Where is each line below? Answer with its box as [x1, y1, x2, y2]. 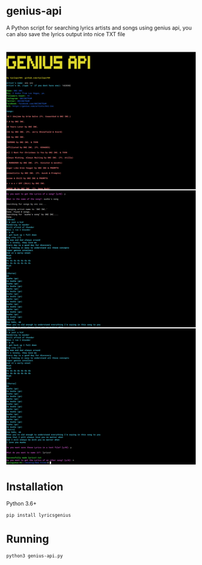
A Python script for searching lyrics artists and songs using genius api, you [6, 24, 192, 31]
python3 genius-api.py [6, 553, 63, 559]
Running [6, 533, 49, 546]
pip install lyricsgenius [6, 513, 71, 519]
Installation [6, 480, 64, 494]
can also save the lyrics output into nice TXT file [6, 30, 126, 37]
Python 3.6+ [6, 500, 37, 507]
